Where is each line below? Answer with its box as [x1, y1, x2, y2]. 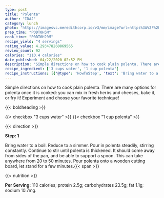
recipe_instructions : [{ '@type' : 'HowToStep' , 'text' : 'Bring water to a [5, 71, 159, 76]
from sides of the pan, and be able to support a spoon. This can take [5, 152, 143, 158]
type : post [5, 7, 27, 12]
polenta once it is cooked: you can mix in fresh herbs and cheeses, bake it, [5, 89, 156, 96]
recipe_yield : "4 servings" [5, 39, 62, 44]
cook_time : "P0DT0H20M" [5, 35, 54, 40]
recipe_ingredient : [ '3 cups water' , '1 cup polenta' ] [5, 67, 119, 72]
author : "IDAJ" [5, 16, 36, 21]
